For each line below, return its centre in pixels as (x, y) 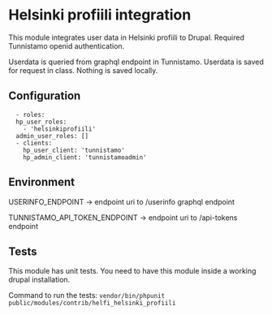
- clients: (34, 143)
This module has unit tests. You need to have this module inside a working (132, 271)
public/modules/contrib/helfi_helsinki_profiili (92, 303)
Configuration (45, 96)
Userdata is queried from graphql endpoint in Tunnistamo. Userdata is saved (136, 62)
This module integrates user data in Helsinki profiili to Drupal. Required (127, 37)
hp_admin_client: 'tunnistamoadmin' (85, 157)
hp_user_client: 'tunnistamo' (74, 150)
